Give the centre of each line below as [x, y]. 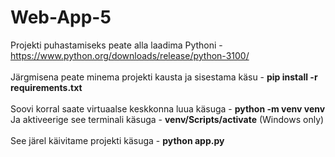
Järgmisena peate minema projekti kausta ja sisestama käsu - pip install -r [164, 77]
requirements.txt [46, 87]
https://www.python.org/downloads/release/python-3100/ [130, 55]
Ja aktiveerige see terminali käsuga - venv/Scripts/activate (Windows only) [167, 119]
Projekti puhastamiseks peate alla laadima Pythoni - [116, 45]
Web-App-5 [61, 17]
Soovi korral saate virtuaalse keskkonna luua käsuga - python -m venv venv [168, 108]
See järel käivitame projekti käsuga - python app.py [117, 140]
